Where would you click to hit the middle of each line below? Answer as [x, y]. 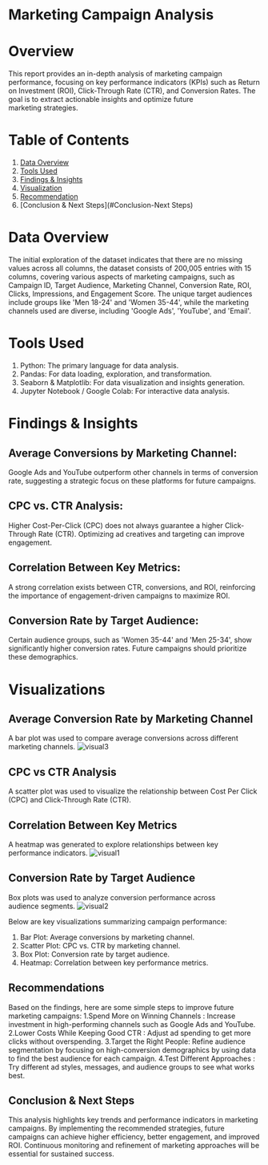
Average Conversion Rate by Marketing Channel [131, 718]
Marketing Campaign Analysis [111, 15]
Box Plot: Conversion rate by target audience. [95, 954]
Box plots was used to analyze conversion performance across [112, 897]
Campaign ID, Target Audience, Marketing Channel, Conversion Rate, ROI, [130, 285]
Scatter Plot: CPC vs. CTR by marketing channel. [100, 945]
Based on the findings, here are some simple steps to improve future [121, 1007]
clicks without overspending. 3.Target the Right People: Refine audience [127, 1041]
